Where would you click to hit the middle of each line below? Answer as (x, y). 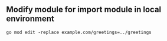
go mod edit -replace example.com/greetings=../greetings (79, 32)
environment (30, 19)
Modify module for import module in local (84, 10)
